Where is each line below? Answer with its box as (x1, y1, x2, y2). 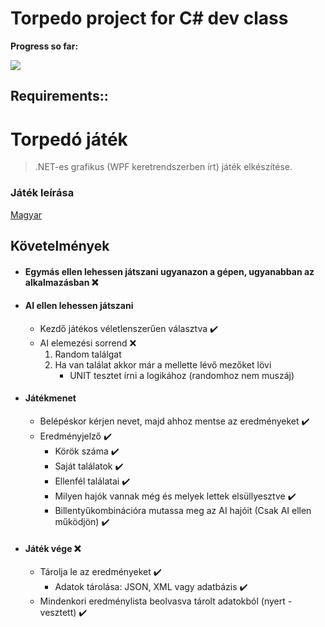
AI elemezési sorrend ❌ (39, 337, 137, 349)
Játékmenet (24, 392, 77, 404)
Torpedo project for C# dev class (10, 7, 289, 30)
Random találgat (54, 348, 122, 360)
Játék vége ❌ (24, 542, 82, 554)
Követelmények (10, 237, 110, 254)
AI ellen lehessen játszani (24, 300, 134, 312)
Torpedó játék (10, 128, 128, 151)
